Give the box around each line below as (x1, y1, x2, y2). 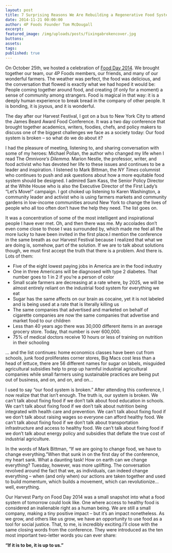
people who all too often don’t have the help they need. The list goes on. (5, 205, 158, 211)
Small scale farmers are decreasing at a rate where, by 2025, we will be (12, 279, 164, 285)
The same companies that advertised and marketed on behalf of (12, 306, 148, 312)
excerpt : (5, 27, 24, 32)
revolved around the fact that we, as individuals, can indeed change (5, 467, 148, 473)
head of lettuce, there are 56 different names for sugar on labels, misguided (5, 360, 165, 366)
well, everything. (5, 484, 40, 490)
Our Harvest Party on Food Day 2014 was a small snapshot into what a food (5, 494, 165, 500)
